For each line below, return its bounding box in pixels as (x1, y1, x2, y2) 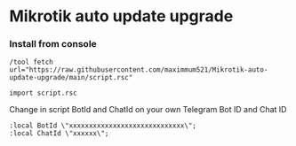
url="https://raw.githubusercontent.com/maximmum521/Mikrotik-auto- (9, 65, 268, 74)
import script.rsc (9, 88, 77, 98)
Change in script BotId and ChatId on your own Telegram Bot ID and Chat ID (9, 104, 287, 115)
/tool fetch (9, 58, 53, 67)
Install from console (9, 38, 98, 50)
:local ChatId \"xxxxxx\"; (9, 129, 109, 138)
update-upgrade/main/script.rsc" (9, 73, 133, 82)
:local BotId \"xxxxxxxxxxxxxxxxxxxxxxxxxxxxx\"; (9, 121, 197, 130)
